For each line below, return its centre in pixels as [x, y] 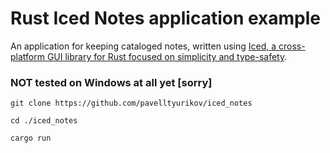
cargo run [31, 138]
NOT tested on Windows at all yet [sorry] [111, 82]
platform [27, 56]
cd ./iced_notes [44, 121]
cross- [292, 46]
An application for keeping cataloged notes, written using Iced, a [143, 46]
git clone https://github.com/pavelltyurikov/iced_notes [131, 103]
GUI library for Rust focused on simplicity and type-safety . [167, 56]
